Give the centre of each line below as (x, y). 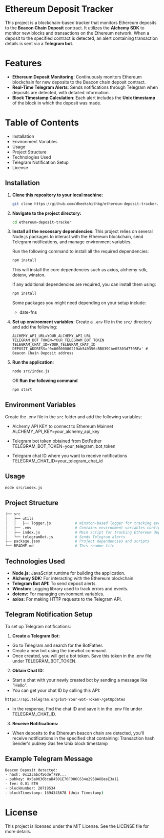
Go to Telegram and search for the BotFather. (58, 645)
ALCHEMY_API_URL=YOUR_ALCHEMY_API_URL (51, 336)
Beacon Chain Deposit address (43, 353)
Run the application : (33, 362)
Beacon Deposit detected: (31, 770)
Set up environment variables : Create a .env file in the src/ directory (82, 322)
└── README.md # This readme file (60, 546)
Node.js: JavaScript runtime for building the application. (69, 573)
